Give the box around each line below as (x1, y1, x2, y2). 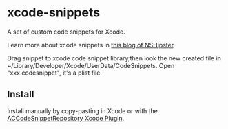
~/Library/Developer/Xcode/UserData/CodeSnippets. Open (7, 61, 175, 69)
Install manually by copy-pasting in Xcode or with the (7, 106, 158, 115)
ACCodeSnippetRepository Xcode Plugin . (7, 114, 125, 122)
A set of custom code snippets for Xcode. (7, 27, 125, 36)
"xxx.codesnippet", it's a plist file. (7, 69, 102, 77)
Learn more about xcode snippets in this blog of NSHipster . (7, 40, 176, 49)
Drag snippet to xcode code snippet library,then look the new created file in (7, 54, 222, 62)
